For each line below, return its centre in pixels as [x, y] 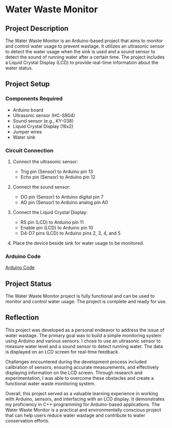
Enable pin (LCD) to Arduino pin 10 [57, 227]
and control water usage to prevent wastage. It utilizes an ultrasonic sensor [85, 46]
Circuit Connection [30, 150]
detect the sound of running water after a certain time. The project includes [85, 57]
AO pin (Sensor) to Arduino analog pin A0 [64, 202]
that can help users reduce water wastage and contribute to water [75, 415]
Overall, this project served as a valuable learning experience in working [82, 393]
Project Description [37, 28]
